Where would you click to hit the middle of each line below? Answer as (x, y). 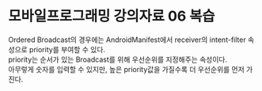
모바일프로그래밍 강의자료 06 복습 (112, 16)
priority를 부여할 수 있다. (67, 49)
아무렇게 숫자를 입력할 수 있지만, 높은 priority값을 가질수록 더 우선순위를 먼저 (127, 69)
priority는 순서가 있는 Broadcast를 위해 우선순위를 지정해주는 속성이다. (118, 59)
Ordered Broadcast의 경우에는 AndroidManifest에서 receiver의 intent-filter (127, 40)
